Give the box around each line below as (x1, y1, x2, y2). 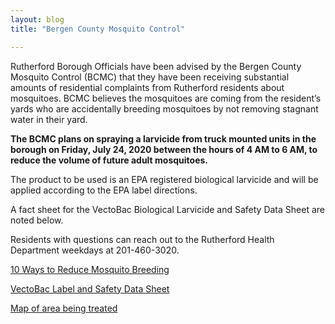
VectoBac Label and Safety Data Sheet (10, 282, 170, 295)
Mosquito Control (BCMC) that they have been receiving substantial (10, 71, 290, 83)
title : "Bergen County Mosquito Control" (10, 24, 186, 34)
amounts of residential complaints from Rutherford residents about (10, 81, 285, 93)
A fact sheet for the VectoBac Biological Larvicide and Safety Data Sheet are (10, 203, 325, 215)
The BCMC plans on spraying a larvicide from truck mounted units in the (10, 132, 317, 145)
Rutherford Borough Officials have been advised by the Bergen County (10, 60, 302, 72)
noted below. (10, 214, 64, 226)
